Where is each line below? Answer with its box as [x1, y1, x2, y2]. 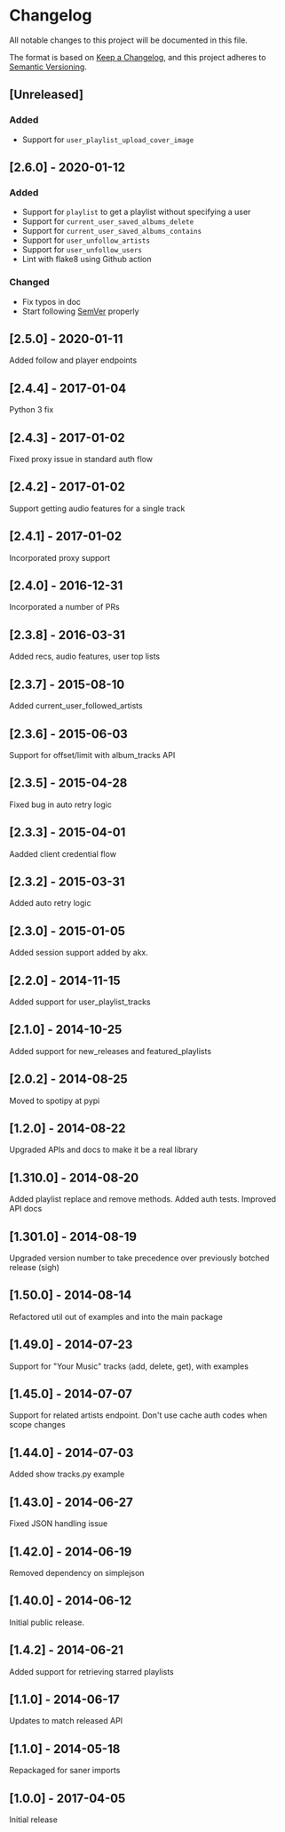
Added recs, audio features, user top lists [9, 651, 161, 662]
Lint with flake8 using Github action [21, 254, 152, 265]
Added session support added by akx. [9, 948, 149, 958]
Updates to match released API [9, 1716, 123, 1726]
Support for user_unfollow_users [21, 244, 143, 255]
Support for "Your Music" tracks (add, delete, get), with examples [9, 1361, 249, 1372]
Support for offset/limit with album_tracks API [9, 749, 176, 760]
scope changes [9, 1420, 67, 1430]
